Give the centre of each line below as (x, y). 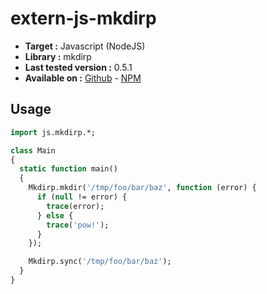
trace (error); (75, 206)
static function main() (68, 169)
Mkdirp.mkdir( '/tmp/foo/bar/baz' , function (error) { (142, 188)
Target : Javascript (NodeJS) (85, 46)
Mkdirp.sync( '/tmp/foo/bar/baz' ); (100, 262)
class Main (33, 150)
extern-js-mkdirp (83, 18)
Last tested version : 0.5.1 (78, 67)
